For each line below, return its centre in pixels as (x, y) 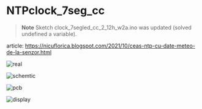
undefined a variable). (49, 33)
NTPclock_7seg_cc (56, 11)
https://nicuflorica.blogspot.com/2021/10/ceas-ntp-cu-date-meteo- (110, 46)
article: (15, 46)
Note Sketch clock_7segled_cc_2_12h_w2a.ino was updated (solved (106, 27)
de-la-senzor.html (29, 52)
